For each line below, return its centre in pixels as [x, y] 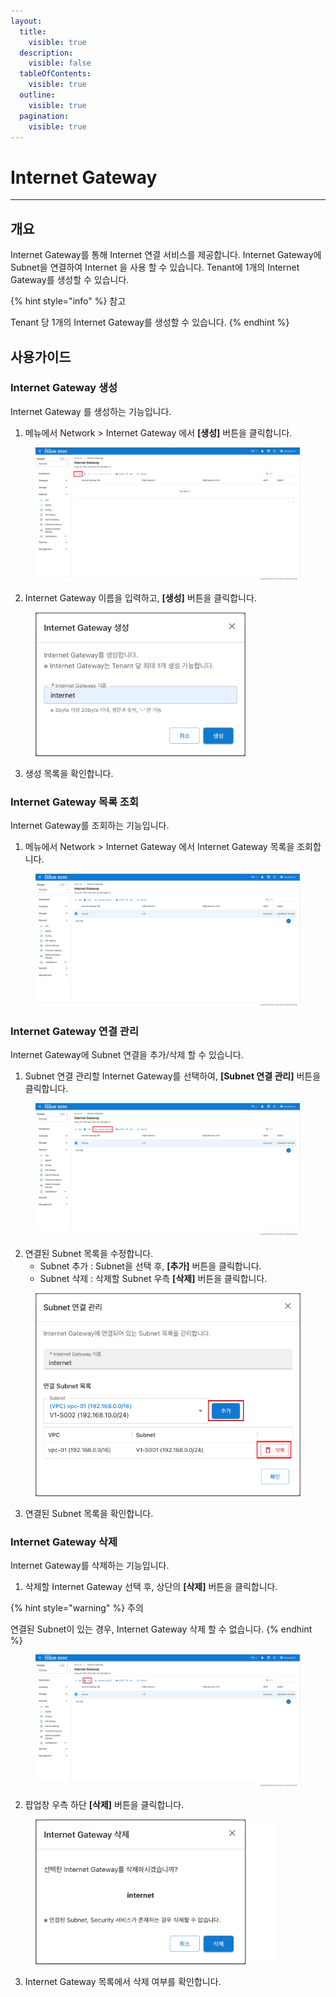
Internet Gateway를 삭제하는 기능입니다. [90, 1566]
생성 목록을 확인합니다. [69, 773]
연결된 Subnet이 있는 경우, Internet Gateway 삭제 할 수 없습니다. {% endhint [161, 1629]
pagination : [44, 116]
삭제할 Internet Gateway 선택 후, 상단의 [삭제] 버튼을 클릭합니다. [151, 1587]
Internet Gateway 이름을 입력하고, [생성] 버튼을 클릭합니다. [140, 597]
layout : [26, 21]
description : [46, 53]
